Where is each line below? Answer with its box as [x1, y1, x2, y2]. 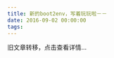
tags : [7, 23, 23, 30]
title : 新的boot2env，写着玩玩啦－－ [7, 10, 108, 17]
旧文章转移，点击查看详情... [7, 43, 87, 52]
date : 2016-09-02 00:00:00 [7, 17, 87, 24]
